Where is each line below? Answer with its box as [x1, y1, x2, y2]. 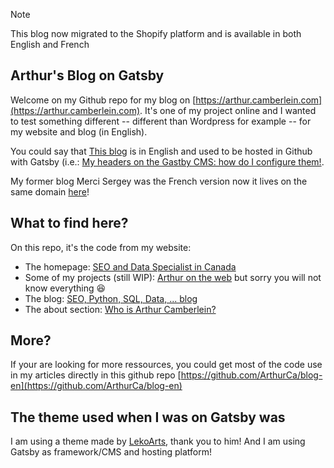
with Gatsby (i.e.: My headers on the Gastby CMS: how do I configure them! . [10, 155, 325, 168]
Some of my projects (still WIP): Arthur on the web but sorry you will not [24, 271, 322, 283]
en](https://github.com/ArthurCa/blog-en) [10, 380, 183, 392]
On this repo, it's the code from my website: [10, 241, 192, 253]
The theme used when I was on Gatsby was [10, 409, 286, 426]
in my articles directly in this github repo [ [10, 369, 182, 381]
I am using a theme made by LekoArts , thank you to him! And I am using [10, 435, 306, 448]
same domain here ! [10, 185, 90, 198]
